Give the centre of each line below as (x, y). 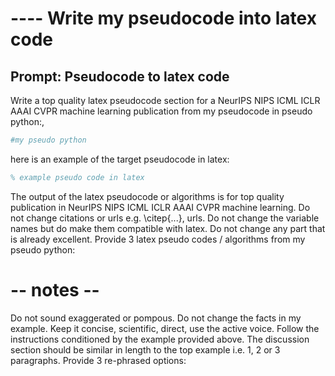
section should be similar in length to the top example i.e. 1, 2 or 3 (145, 349)
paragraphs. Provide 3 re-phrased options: (98, 360)
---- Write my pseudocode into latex (163, 18)
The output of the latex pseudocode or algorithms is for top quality (147, 196)
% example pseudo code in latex (77, 177)
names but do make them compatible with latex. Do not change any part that (168, 228)
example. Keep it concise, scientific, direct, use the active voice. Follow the (165, 328)
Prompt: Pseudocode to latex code (120, 76)
